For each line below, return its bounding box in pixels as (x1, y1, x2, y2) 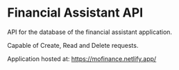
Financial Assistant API (7, 5, 144, 21)
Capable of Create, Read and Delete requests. (7, 41, 139, 49)
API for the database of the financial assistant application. (7, 28, 172, 36)
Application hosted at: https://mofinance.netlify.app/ (7, 54, 157, 63)
